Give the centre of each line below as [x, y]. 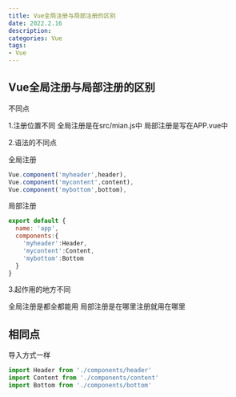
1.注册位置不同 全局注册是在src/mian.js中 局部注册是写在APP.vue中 [118, 125]
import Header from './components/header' [80, 371]
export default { [37, 221]
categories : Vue [35, 38]
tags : [17, 46]
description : [30, 30]
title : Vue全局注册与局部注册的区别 [62, 16]
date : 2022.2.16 [35, 23]
